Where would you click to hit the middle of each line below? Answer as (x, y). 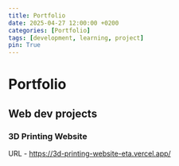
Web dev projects (53, 113)
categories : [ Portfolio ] (49, 30)
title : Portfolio (37, 15)
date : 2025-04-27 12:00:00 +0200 (64, 23)
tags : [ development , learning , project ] (76, 38)
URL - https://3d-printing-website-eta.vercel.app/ (89, 153)
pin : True (25, 45)
